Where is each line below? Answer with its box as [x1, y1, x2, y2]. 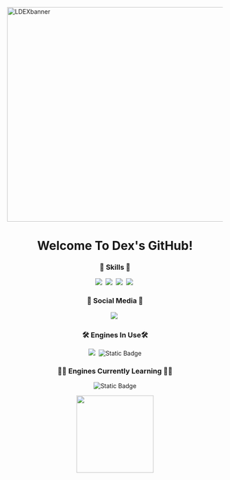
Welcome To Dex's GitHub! [37, 238, 193, 253]
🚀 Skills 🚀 [99, 262, 131, 272]
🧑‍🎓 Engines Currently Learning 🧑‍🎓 [57, 367, 173, 376]
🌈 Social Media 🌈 [86, 296, 144, 306]
